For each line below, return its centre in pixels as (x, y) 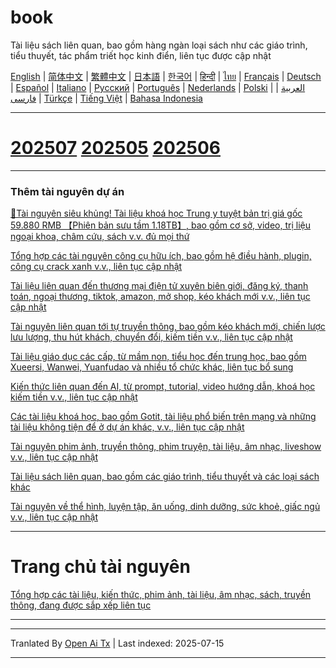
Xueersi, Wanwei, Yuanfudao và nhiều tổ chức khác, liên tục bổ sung (152, 367)
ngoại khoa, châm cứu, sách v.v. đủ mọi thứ (100, 237)
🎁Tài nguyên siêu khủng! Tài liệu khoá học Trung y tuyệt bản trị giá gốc (156, 213)
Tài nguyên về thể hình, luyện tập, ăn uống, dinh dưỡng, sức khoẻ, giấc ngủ (165, 507)
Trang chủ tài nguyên (100, 567)
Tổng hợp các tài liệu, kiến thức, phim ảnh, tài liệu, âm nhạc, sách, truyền (161, 595)
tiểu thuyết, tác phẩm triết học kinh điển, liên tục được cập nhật (141, 55)
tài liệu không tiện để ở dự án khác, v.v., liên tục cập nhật (127, 427)
